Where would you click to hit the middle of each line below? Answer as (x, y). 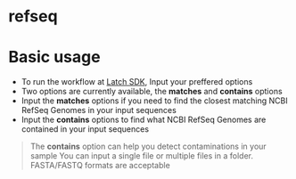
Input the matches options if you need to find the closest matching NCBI (154, 101)
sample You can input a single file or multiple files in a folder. (141, 156)
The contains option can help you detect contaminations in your (148, 146)
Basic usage (54, 57)
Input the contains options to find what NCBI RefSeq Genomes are (144, 120)
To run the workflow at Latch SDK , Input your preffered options (137, 82)
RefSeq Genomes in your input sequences (99, 110)
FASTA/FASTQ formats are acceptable (100, 166)
